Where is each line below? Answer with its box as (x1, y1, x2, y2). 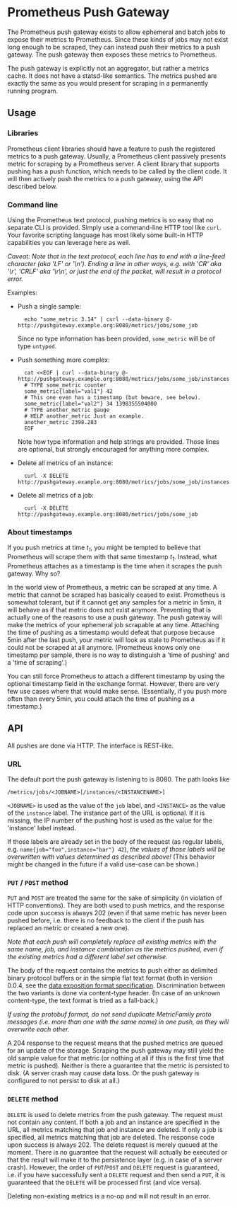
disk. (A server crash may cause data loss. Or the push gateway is (7, 1069, 200, 1077)
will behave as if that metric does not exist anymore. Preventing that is (7, 605, 212, 614)
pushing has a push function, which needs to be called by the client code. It (7, 167, 227, 176)
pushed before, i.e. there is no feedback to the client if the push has (7, 916, 205, 925)
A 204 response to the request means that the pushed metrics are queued (7, 1039, 224, 1048)
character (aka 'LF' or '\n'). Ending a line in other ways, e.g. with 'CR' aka (7, 259, 222, 268)
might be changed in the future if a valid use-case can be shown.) (7, 859, 199, 868)
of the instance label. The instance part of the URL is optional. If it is (7, 808, 205, 817)
